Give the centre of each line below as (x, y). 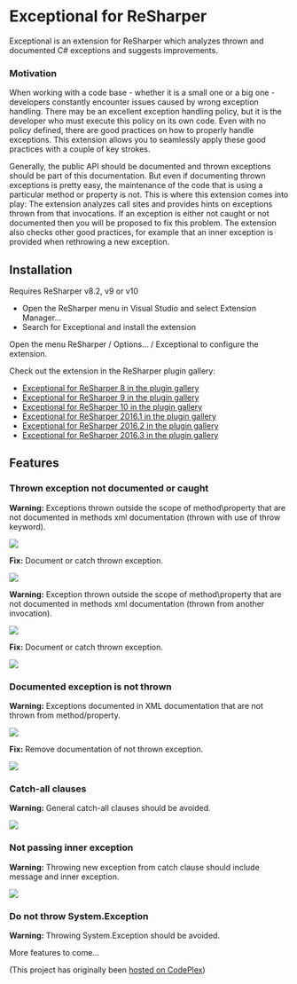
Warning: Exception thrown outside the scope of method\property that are (145, 594)
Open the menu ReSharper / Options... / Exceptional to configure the (134, 344)
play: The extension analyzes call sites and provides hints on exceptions (141, 204)
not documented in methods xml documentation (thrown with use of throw (145, 517)
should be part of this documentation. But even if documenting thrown (137, 176)
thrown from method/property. (65, 715)
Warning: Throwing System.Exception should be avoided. (114, 935)
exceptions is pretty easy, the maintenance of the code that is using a (136, 185)
